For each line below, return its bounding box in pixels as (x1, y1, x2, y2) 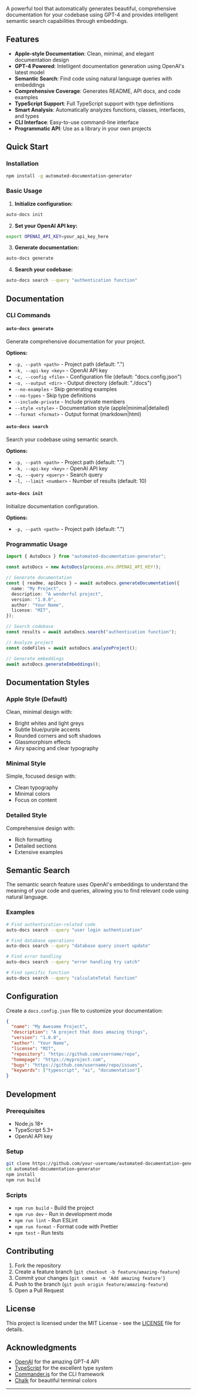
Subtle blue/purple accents (14, 726, 80, 733)
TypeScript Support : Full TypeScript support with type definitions (14, 100, 174, 107)
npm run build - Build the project (14, 1204, 94, 1211)
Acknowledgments (6, 1343, 77, 1353)
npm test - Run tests (14, 1229, 64, 1236)
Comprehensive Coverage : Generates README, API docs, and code (14, 88, 181, 95)
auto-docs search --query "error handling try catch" (6, 959, 141, 965)
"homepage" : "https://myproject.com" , (11, 1057, 107, 1063)
